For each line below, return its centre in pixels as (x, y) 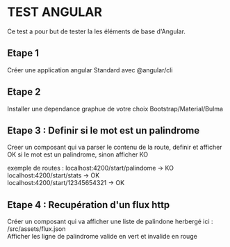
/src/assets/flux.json (36, 229)
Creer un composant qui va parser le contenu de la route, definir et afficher (115, 148)
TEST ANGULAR (55, 12)
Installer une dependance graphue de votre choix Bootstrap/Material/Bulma (115, 109)
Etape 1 (23, 53)
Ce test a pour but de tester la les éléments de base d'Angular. (97, 31)
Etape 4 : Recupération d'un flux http (89, 205)
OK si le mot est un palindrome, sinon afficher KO (78, 154)
